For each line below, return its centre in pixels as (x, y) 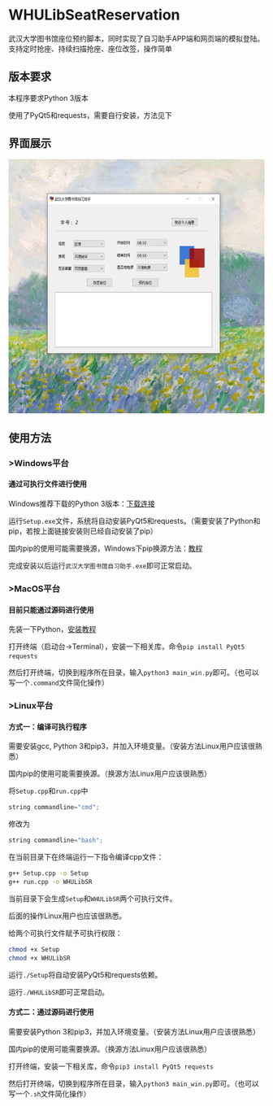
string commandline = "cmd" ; (54, 808)
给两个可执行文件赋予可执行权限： (65, 933)
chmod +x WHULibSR (39, 958)
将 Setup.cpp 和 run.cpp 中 (48, 791)
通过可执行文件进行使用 (48, 484)
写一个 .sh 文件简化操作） (50, 1093)
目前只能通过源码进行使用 (51, 610)
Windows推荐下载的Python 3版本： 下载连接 (82, 504)
